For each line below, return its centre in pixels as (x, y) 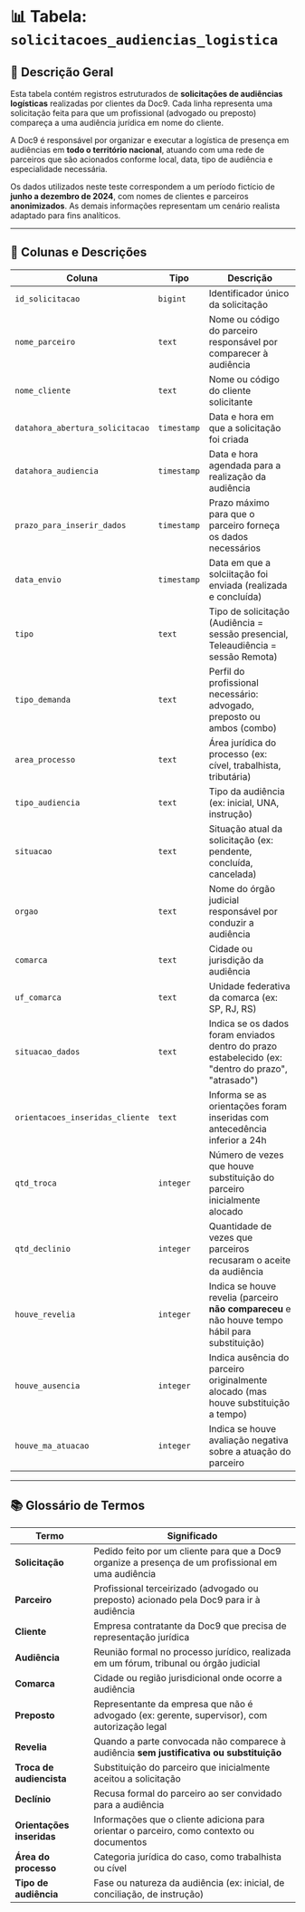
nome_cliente (43, 390)
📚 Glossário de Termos (78, 1506)
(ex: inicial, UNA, (244, 802)
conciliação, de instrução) (149, 1894)
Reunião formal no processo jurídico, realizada (192, 1651)
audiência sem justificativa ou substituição (188, 1753)
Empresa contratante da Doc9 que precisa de (190, 1626)
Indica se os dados (249, 1023)
